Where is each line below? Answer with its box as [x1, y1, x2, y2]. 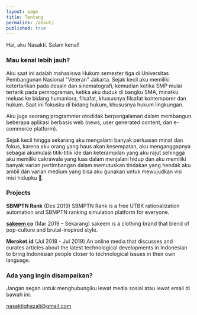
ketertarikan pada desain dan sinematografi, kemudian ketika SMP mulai [6, 82, 182, 89]
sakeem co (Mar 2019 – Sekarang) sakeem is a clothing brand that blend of [6, 220, 190, 227]
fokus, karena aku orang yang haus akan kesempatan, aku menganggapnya [6, 142, 191, 150]
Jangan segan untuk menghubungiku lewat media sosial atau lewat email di [6, 285, 190, 292]
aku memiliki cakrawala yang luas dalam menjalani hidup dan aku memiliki [6, 155, 186, 163]
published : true [6, 25, 46, 31]
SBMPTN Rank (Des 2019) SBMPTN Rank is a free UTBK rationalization [6, 202, 180, 209]
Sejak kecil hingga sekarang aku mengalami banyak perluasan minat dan [6, 137, 183, 144]
